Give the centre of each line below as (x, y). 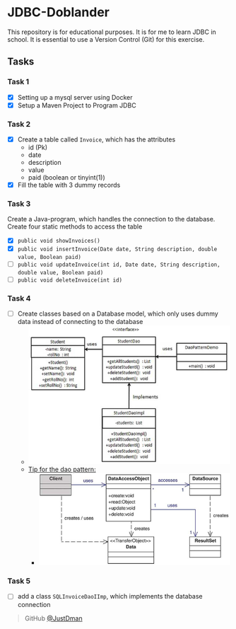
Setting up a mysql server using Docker (75, 97)
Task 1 (18, 82)
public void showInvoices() (59, 241)
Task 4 (19, 298)
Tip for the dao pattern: (62, 469)
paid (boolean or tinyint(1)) (67, 178)
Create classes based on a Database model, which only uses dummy (118, 314)
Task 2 (19, 124)
